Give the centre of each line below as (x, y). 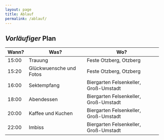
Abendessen (43, 100)
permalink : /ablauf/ (26, 19)
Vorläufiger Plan (31, 38)
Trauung (38, 60)
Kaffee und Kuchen (51, 114)
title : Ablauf (20, 14)
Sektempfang (44, 85)
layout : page (18, 10)
